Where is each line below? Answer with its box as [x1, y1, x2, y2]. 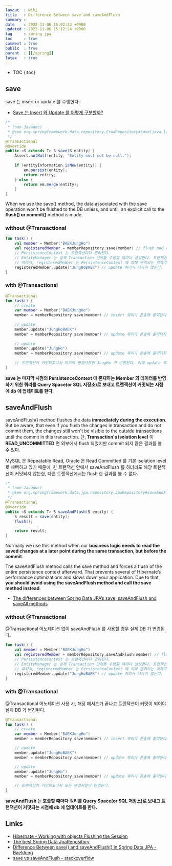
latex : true [5, 55, 38, 61]
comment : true [5, 41, 38, 46]
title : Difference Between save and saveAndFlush [5, 12, 120, 17]
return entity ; [24, 172, 56, 177]
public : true [5, 46, 38, 51]
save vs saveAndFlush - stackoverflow [12, 855, 95, 861]
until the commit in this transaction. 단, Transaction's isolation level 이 [5, 434, 154, 440]
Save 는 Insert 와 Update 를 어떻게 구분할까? [12, 109, 103, 116]
